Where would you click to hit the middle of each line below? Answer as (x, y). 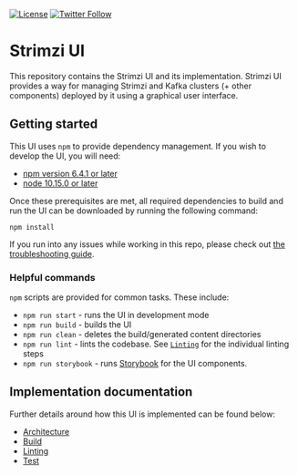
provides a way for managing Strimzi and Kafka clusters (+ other (131, 86)
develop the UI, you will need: (65, 156)
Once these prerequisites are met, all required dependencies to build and (147, 201)
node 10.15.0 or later (60, 183)
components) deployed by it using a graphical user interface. (124, 95)
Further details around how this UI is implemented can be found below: (143, 414)
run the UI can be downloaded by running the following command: (134, 211)
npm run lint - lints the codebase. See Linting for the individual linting (156, 344)
